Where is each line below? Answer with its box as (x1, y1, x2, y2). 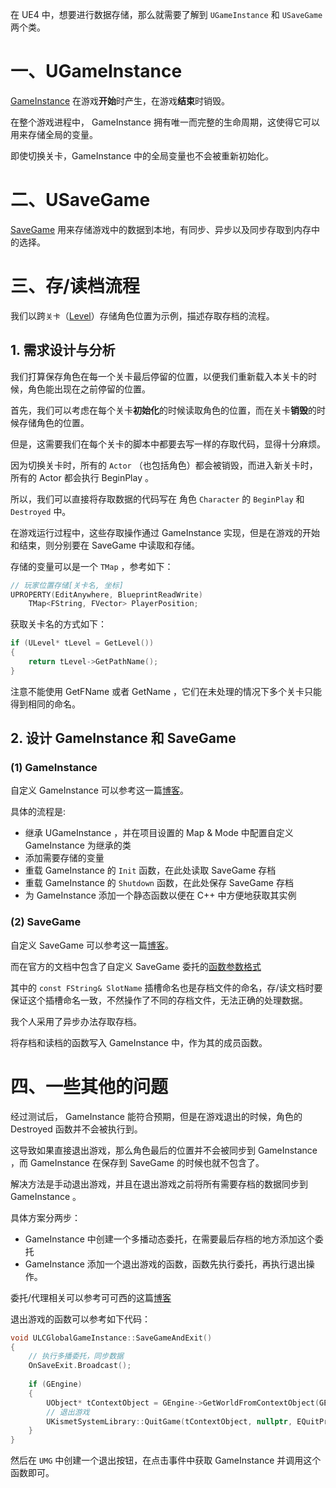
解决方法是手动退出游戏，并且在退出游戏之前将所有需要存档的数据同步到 (10, 1178, 308, 1190)
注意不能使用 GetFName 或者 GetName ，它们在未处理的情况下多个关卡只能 (10, 685, 323, 697)
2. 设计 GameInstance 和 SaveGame (10, 730, 237, 747)
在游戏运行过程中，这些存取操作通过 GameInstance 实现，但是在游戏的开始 (10, 526, 320, 538)
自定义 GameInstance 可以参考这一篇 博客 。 (10, 784, 189, 797)
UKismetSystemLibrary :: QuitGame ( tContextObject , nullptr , (46, 1416, 293, 1427)
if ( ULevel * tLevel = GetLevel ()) (10, 638, 155, 648)
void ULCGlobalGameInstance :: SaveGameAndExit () (10, 1333, 213, 1343)
